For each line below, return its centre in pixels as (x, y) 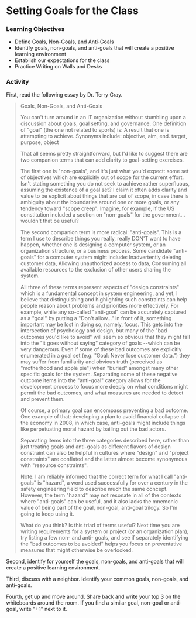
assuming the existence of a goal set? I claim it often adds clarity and (104, 190)
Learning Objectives (36, 29)
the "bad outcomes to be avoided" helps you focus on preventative (101, 544)
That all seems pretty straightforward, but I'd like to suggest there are (104, 153)
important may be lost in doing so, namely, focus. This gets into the (101, 324)
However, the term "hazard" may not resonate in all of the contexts (101, 495)
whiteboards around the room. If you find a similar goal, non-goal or (88, 602)
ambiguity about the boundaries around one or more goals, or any (100, 202)
